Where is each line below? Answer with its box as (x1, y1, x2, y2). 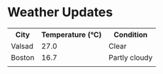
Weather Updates (7, 4, 113, 20)
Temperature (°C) (41, 30, 102, 39)
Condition (113, 30, 148, 39)
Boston (11, 52, 35, 62)
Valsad (11, 41, 34, 51)
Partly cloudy (108, 52, 153, 62)
